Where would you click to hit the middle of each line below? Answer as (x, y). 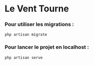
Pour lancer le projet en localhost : (47, 47)
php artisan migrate (26, 35)
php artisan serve (24, 57)
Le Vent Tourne (37, 9)
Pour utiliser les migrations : (39, 24)
